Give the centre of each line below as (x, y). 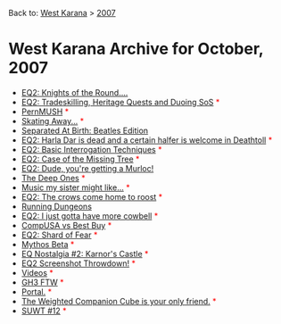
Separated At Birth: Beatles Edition (85, 130)
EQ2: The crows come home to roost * (92, 196)
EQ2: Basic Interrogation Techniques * (91, 149)
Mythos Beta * (48, 244)
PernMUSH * (45, 112)
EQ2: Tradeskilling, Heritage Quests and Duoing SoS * (120, 102)
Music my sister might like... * (75, 187)
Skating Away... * (53, 120)
